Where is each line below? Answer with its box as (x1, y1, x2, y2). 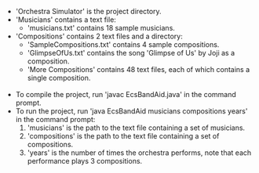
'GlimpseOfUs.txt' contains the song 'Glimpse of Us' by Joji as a (27, 49, 235, 57)
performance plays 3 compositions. (27, 157, 143, 165)
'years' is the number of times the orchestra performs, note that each (27, 148, 252, 157)
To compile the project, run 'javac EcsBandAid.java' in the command (15, 90, 237, 99)
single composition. (27, 74, 91, 82)
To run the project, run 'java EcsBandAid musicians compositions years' (15, 106, 248, 116)
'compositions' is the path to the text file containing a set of (27, 132, 220, 140)
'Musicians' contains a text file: (15, 15, 116, 24)
